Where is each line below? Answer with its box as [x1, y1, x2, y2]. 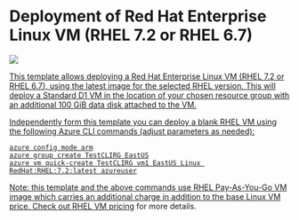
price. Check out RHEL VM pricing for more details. [9, 200, 198, 211]
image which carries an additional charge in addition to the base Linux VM [9, 191, 281, 201]
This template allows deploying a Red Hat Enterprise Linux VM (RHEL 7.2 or [9, 71, 285, 82]
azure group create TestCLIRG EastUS [9, 151, 149, 160]
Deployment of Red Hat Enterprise [9, 6, 267, 27]
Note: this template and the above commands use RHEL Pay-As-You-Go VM [9, 182, 287, 192]
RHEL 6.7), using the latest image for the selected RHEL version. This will [9, 80, 276, 90]
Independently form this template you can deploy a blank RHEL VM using [9, 116, 278, 127]
